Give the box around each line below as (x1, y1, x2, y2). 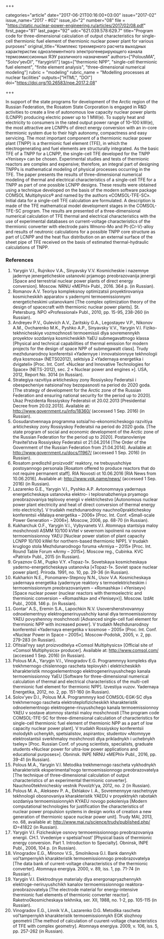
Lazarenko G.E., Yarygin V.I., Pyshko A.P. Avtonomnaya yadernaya (12, 486, 146, 492)
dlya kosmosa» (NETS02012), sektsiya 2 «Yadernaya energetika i (12, 356, 143, 362)
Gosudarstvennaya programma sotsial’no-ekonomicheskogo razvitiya (12, 419, 153, 424)
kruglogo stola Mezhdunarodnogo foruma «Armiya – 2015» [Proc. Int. (12, 543, 152, 549)
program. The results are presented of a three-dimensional (22, 208, 141, 213)
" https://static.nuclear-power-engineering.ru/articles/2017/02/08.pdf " (5, 23, 146, 28)
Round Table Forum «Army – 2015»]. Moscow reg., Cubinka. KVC (12, 549, 143, 555)
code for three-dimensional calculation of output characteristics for (5, 33, 141, 39)
